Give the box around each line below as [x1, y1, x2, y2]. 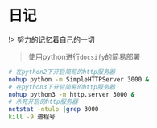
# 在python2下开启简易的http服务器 [8, 68, 115, 76]
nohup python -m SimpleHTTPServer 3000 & [8, 75, 150, 84]
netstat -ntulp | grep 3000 [8, 105, 99, 114]
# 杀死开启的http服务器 [8, 97, 79, 106]
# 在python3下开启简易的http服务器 [8, 83, 115, 91]
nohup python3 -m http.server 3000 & [8, 90, 135, 98]
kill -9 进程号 [8, 113, 56, 121]
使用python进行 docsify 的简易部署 [27, 52, 141, 61]
